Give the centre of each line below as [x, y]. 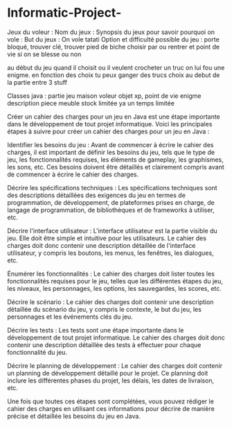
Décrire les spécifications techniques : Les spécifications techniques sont [112, 187]
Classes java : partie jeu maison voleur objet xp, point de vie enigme [105, 96]
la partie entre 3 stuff [37, 82]
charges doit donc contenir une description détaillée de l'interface [101, 245]
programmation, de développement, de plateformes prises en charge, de [111, 202]
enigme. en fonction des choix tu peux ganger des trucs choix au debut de [114, 75]
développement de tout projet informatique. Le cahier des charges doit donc [116, 337]
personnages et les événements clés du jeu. [70, 317]
